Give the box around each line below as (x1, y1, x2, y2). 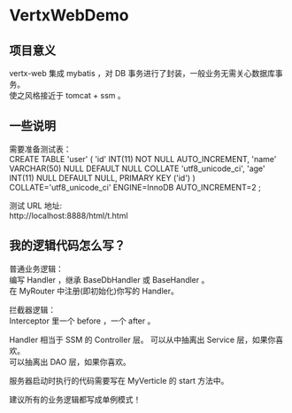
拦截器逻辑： (9, 304, 56, 315)
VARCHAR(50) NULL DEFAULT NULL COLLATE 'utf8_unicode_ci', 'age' (9, 163, 265, 174)
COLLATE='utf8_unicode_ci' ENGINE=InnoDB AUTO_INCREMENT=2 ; (9, 182, 261, 192)
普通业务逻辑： (9, 263, 64, 274)
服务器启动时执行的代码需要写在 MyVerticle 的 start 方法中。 (9, 375, 229, 386)
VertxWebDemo (9, 5, 129, 26)
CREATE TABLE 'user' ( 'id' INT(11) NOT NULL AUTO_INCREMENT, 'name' (9, 153, 277, 164)
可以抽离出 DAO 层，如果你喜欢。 (9, 356, 131, 367)
